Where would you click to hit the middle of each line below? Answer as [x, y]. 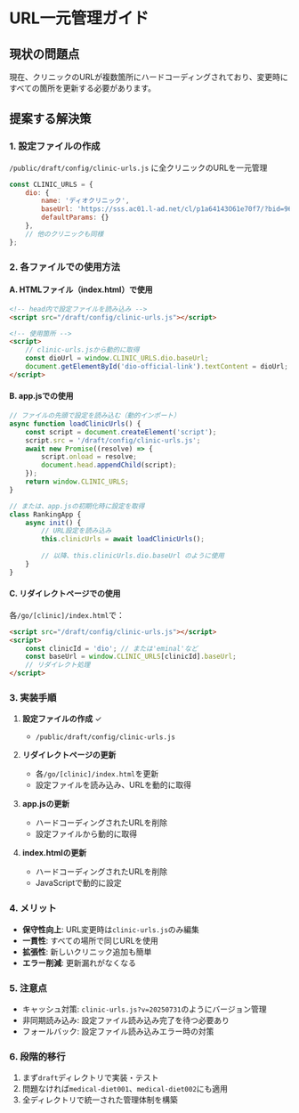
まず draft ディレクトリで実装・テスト [90, 1077]
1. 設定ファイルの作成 [55, 146]
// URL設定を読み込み [77, 531]
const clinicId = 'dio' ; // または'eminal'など [112, 648]
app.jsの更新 [45, 804]
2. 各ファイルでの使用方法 [65, 266]
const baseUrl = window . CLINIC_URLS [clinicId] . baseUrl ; [131, 657]
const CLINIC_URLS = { [51, 184]
